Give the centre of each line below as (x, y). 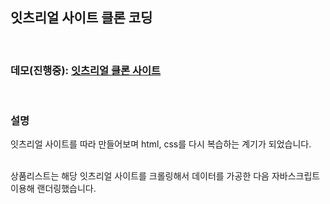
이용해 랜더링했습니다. (53, 189)
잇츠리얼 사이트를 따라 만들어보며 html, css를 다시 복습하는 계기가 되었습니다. (161, 144)
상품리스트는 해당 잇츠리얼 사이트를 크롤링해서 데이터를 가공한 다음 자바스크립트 (165, 176)
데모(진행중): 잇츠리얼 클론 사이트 (86, 70)
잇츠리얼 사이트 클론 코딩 (81, 18)
